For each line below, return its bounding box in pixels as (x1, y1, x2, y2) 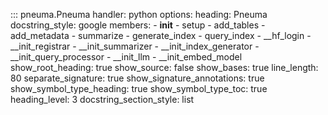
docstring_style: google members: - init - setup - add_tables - (10, 19, 266, 31)
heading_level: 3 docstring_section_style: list (10, 94, 195, 105)
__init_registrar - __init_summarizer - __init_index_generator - (10, 40, 260, 52)
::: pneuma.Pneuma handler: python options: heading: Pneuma (10, 9, 268, 20)
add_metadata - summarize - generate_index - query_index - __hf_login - (10, 30, 312, 41)
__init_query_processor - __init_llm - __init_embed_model (10, 51, 243, 63)
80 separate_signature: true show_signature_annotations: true (10, 72, 265, 84)
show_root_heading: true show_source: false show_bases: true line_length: (10, 62, 319, 73)
